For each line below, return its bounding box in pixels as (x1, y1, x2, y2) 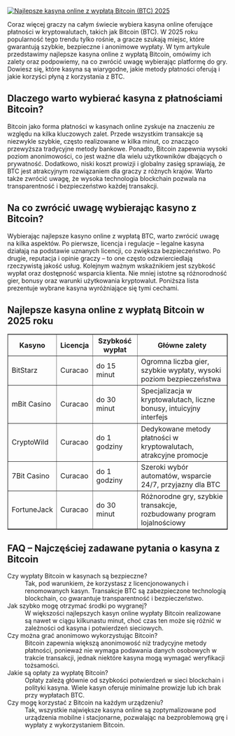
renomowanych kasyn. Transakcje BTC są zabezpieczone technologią (24, 587, 226, 595)
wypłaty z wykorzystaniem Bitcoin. (24, 721, 125, 729)
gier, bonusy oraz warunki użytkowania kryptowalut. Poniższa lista (7, 276, 199, 285)
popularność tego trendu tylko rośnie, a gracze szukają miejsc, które (7, 35, 205, 43)
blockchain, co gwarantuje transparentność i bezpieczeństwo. (24, 594, 204, 603)
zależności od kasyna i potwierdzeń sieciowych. (24, 624, 164, 632)
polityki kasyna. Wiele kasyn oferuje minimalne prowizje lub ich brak (24, 683, 222, 692)
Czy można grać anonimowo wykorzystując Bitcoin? (7, 632, 158, 640)
